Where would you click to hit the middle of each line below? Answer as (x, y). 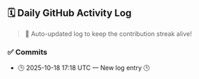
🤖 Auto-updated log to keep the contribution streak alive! (108, 34)
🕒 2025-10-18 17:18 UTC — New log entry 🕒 (84, 68)
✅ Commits (27, 51)
